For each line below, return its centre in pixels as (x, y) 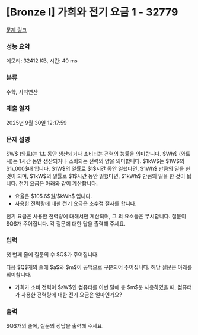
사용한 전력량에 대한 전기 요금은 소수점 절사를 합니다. (76, 203)
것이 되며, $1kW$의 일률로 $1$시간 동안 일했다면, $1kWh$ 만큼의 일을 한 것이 (96, 176)
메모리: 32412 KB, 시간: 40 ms (42, 61)
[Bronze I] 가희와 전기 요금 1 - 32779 (92, 12)
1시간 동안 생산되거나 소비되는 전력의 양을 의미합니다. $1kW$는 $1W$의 (102, 161)
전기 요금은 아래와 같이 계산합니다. (58, 184)
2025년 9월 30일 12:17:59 (36, 123)
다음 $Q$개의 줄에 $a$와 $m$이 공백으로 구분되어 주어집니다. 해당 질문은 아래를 (99, 267)
